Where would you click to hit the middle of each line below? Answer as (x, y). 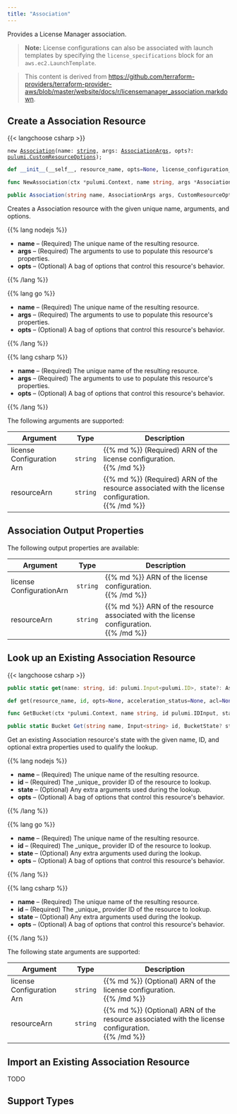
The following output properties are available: (73, 548)
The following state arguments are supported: (74, 952)
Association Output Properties (76, 531)
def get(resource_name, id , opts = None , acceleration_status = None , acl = (115, 700)
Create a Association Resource (77, 121)
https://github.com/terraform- (152, 76)
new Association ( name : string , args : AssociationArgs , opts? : (101, 151)
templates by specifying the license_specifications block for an (119, 55)
